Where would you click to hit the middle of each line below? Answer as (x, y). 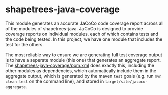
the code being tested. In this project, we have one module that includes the (84, 39)
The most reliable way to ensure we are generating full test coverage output (84, 55)
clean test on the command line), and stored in (55, 81)
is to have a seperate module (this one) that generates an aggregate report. (83, 60)
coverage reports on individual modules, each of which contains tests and (82, 34)
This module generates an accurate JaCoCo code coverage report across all (85, 23)
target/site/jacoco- (127, 82)
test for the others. (24, 44)
